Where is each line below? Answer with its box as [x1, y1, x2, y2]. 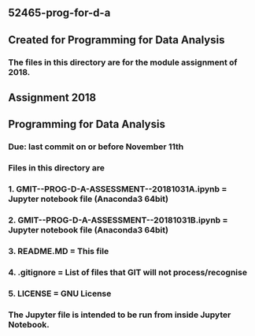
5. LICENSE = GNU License [8, 288, 112, 299]
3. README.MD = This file [8, 246, 109, 257]
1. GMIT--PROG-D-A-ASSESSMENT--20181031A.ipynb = [8, 184, 227, 195]
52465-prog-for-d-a [8, 6, 111, 20]
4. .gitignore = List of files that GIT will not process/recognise [8, 267, 248, 278]
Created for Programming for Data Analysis [8, 33, 225, 47]
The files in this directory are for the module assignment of [8, 57, 238, 68]
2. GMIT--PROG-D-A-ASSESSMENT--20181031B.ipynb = [8, 215, 228, 226]
